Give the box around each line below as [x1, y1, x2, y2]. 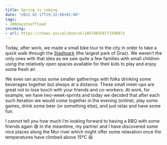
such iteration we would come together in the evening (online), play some [5, 98, 158, 104]
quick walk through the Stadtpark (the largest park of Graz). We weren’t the [5, 50, 162, 56]
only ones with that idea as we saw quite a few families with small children [5, 56, 160, 61]
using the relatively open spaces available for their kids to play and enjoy [5, 61, 156, 67]
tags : [5, 17, 17, 22]
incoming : [5, 26, 26, 31]
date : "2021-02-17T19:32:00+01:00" [5, 12, 80, 17]
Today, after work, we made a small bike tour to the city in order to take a [5, 45, 157, 51]
